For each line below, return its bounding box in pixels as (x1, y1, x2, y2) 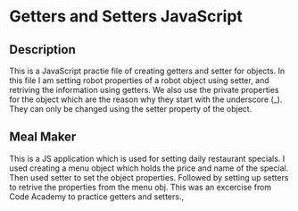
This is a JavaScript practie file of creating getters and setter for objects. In (9, 65, 286, 76)
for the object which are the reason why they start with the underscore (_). (9, 94, 283, 105)
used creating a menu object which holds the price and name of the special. (9, 163, 289, 173)
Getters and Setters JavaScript (9, 6, 244, 27)
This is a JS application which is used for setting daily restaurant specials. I (9, 153, 286, 164)
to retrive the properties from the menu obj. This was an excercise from (9, 181, 272, 192)
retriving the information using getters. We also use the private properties (9, 85, 279, 95)
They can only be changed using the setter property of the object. (9, 104, 252, 114)
